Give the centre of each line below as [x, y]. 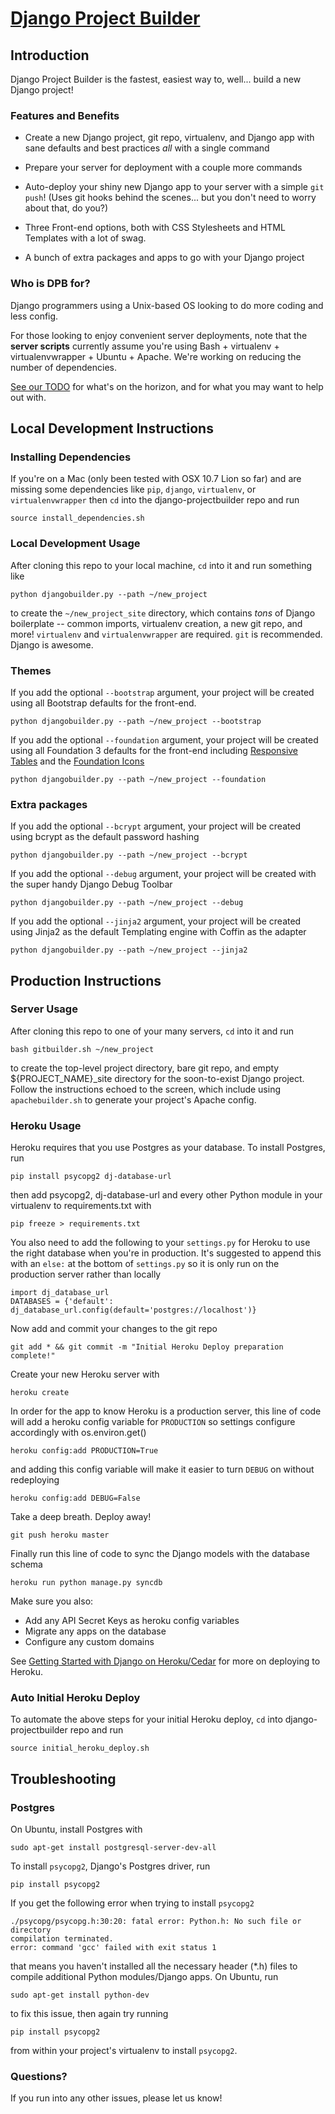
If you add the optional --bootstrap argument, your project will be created [162, 692]
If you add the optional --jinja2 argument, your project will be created [156, 921]
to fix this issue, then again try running [89, 2014]
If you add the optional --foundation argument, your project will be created [164, 739]
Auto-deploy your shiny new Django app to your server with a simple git [174, 187]
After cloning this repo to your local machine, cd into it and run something [161, 565]
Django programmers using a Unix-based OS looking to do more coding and [167, 305]
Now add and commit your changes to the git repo [114, 1329]
